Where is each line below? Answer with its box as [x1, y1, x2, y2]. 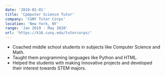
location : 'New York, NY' [5, 21, 59, 26]
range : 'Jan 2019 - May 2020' [5, 26, 68, 31]
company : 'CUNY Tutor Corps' [5, 16, 66, 21]
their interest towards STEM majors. [12, 65, 86, 71]
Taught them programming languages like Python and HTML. [12, 55, 138, 60]
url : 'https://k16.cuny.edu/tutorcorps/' [5, 30, 93, 35]
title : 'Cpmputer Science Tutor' [5, 12, 75, 17]
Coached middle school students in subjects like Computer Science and [12, 44, 161, 50]
